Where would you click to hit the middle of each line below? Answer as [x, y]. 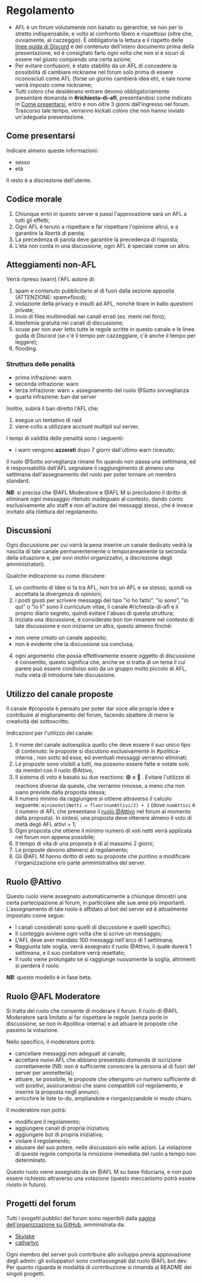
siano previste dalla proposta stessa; [61, 792]
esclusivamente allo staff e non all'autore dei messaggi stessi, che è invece [100, 505]
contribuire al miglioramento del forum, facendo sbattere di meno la [90, 715]
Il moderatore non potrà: [36, 1110]
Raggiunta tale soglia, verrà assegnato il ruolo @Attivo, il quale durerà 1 [103, 946]
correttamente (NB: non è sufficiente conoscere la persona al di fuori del [105, 1066]
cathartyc [27, 1243]
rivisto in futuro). [27, 1184]
